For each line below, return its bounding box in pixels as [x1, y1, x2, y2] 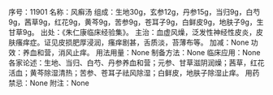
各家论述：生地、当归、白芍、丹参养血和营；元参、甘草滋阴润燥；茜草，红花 [8, 58, 265, 67]
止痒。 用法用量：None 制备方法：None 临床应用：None [71, 48, 261, 57]
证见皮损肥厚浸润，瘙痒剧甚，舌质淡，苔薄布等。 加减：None [43, 37, 249, 47]
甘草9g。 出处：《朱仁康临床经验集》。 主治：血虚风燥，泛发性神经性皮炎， [8, 28, 257, 37]
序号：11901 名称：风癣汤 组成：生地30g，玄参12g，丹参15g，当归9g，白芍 [8, 7, 261, 16]
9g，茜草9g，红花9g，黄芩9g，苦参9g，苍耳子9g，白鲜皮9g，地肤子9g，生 [8, 17, 264, 27]
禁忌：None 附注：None [8, 78, 89, 88]
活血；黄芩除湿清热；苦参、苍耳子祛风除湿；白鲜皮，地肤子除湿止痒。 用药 [8, 68, 260, 77]
